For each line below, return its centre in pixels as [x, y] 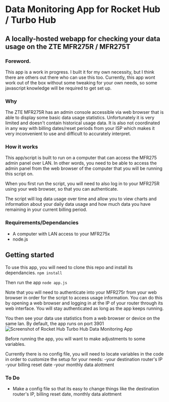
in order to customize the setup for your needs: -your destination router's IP [84, 359]
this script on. [19, 174]
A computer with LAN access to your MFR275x [61, 234]
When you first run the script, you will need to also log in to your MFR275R [82, 184]
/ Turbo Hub [31, 20]
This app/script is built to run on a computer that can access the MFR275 [81, 158]
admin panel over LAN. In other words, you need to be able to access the [81, 163]
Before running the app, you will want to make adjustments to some [75, 339]
